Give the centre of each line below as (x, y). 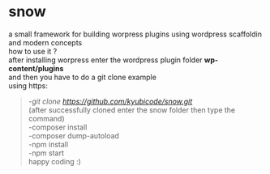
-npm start (46, 153)
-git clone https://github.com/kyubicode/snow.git (110, 101)
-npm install (48, 144)
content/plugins (36, 68)
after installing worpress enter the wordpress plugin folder (105, 60)
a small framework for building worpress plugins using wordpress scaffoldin (135, 34)
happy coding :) (54, 161)
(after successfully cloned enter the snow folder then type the (132, 110)
